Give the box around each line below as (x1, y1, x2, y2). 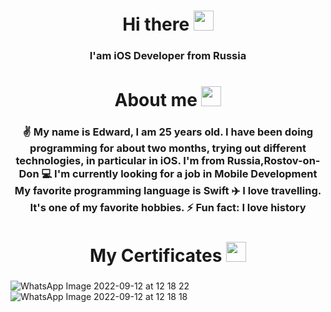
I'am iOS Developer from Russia (89, 49, 247, 63)
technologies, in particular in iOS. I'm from (15, 154, 225, 168)
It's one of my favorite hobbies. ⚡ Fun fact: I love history (29, 201, 307, 215)
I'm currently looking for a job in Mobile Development (54, 167, 318, 181)
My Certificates (89, 245, 223, 267)
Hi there (122, 13, 190, 36)
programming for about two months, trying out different (29, 141, 307, 155)
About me (114, 89, 198, 112)
